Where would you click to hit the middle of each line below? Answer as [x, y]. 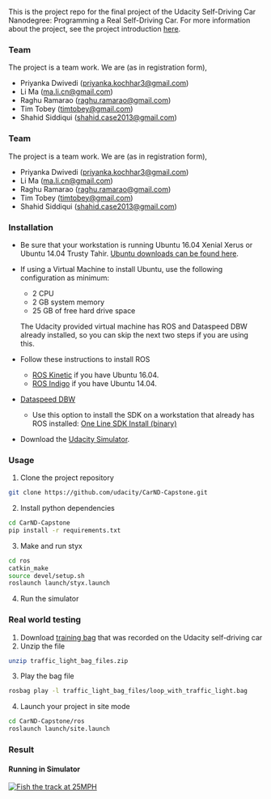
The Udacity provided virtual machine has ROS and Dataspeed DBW [134, 326]
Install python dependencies [67, 508]
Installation [31, 227]
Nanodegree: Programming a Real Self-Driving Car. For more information [129, 20]
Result [21, 750]
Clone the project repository [67, 478]
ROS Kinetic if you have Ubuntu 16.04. [95, 375]
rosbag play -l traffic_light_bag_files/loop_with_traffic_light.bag [128, 691]
